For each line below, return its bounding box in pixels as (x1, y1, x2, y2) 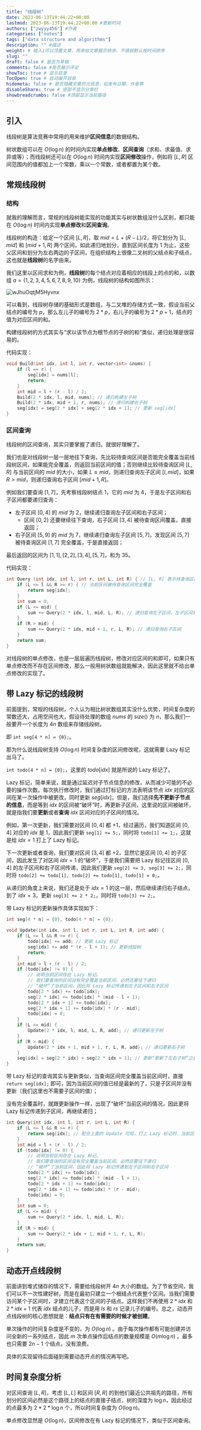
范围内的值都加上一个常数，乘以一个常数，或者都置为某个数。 (11, 160, 163, 168)
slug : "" (6, 53, 28, 59)
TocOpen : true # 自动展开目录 (6, 75, 76, 81)
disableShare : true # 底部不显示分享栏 (6, 87, 99, 93)
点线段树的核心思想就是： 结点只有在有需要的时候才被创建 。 (6, 1313, 153, 1320)
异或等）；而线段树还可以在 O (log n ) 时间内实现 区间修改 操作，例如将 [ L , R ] (6, 153, 187, 160)
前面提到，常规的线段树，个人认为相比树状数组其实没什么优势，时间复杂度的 (6, 705, 195, 713)
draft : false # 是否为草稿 (6, 59, 69, 65)
